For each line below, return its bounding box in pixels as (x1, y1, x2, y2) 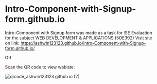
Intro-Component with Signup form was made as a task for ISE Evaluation (5, 30, 152, 35)
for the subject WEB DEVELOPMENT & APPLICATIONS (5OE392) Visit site (5, 35, 153, 41)
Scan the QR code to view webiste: (5, 64, 75, 70)
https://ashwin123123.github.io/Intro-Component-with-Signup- (20, 40, 146, 46)
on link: (5, 40, 20, 46)
